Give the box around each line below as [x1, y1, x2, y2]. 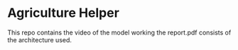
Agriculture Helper [7, 5, 119, 21]
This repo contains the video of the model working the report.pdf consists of [7, 28, 232, 37]
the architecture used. [7, 35, 72, 44]
